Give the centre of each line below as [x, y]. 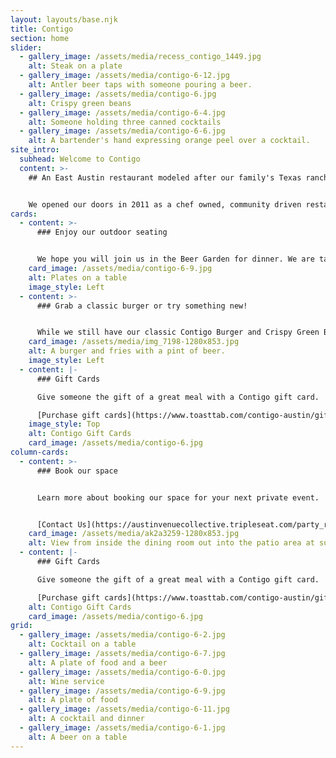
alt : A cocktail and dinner [86, 719]
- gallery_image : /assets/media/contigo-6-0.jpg [122, 672]
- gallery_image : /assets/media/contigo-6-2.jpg [122, 635]
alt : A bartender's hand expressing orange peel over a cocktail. [169, 141]
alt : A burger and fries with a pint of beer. [127, 351]
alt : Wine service [66, 681]
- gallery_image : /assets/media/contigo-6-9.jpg [122, 691]
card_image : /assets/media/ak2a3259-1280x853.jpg [134, 534]
